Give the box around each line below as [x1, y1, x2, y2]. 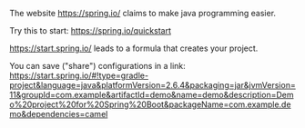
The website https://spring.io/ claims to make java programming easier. [9, 8, 276, 18]
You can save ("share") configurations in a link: [9, 61, 187, 71]
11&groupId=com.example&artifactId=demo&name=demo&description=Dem [9, 90, 294, 100]
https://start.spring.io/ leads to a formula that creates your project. [9, 43, 259, 54]
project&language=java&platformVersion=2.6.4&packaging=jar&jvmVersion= [9, 80, 296, 90]
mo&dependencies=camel [9, 109, 108, 119]
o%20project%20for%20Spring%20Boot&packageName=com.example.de [9, 99, 291, 110]
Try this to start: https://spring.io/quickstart [9, 25, 171, 35]
